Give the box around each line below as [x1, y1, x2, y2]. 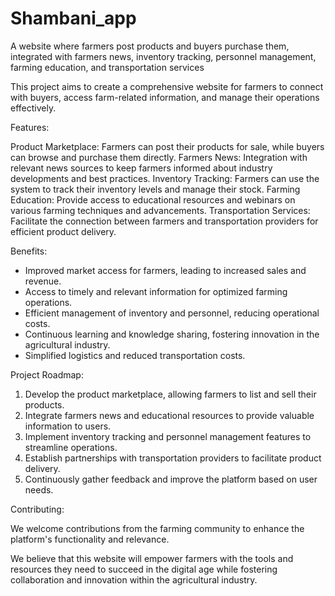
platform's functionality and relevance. [10, 533, 170, 545]
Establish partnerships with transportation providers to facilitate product [24, 452, 322, 464]
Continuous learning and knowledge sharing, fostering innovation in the [24, 328, 320, 340]
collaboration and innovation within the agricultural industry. [10, 573, 258, 586]
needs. [24, 483, 54, 496]
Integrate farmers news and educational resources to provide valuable [24, 409, 315, 421]
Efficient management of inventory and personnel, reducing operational [24, 307, 320, 319]
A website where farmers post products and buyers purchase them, [10, 40, 290, 52]
